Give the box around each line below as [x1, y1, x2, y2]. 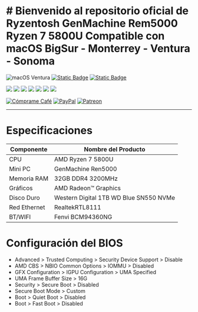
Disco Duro [9, 193, 40, 201]
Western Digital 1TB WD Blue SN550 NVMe [54, 193, 176, 201]
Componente [9, 145, 48, 153]
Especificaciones [6, 124, 93, 137]
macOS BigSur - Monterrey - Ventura [6, 42, 190, 56]
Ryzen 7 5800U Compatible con [6, 30, 165, 43]
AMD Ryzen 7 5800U [54, 155, 114, 163]
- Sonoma [6, 54, 55, 68]
